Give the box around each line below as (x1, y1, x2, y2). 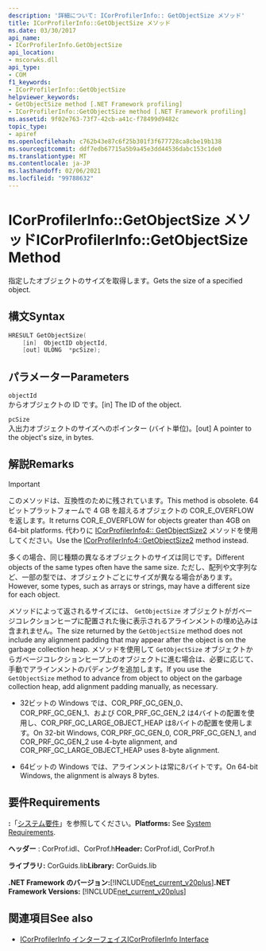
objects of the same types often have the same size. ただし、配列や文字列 (8, 562, 251, 571)
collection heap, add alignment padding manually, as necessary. (8, 681, 218, 691)
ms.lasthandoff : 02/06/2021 (8, 167, 102, 175)
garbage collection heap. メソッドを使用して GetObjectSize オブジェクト (8, 644, 246, 653)
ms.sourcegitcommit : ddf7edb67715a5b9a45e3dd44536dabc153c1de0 (8, 145, 222, 153)
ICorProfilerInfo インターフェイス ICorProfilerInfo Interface (19, 934, 209, 944)
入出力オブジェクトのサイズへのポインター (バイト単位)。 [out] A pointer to (8, 423, 253, 434)
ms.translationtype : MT (8, 152, 87, 160)
